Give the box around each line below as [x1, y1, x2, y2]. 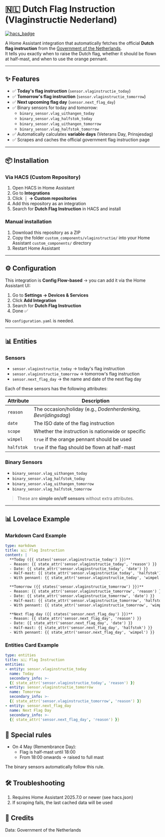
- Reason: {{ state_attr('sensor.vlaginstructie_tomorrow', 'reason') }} [9, 589, 164, 594]
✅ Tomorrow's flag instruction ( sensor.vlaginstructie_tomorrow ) [12, 93, 146, 99]
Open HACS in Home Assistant [12, 185, 75, 191]
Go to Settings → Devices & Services [12, 292, 89, 298]
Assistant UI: [5, 282, 31, 288]
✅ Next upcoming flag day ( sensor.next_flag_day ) [12, 99, 116, 105]
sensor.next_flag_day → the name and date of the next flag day [12, 376, 141, 382]
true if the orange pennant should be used [33, 436, 132, 443]
